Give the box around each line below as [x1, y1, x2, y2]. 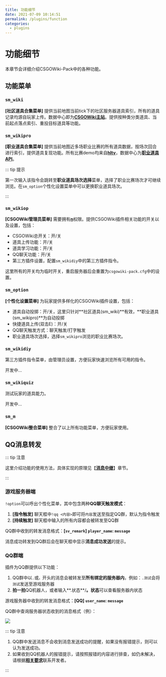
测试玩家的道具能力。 [5, 391, 48, 397]
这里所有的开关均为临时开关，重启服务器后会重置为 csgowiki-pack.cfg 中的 [5, 269, 156, 274]
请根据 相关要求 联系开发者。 [12, 657, 69, 663]
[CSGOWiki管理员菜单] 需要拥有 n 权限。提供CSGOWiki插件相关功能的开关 [5, 216, 155, 222]
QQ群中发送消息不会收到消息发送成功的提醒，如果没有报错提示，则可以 [12, 638, 158, 644]
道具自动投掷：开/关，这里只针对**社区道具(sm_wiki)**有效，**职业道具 [12, 308, 159, 314]
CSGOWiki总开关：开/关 [12, 233, 62, 239]
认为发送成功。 [12, 645, 43, 651]
